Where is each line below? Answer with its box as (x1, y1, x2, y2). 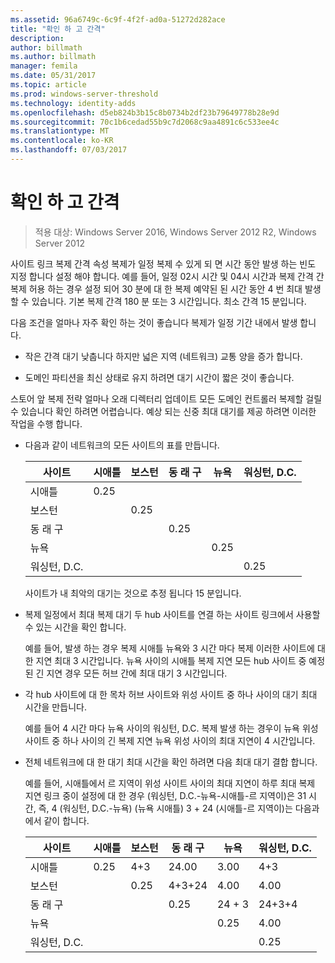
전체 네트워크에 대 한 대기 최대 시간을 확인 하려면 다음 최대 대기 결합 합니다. (24, 756, 318, 768)
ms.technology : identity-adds (10, 98, 137, 108)
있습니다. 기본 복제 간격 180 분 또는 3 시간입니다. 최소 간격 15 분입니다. (31, 295, 307, 307)
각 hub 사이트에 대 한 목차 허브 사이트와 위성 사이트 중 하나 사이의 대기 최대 (24, 688, 318, 700)
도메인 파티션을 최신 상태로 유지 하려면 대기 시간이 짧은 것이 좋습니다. (24, 371, 295, 383)
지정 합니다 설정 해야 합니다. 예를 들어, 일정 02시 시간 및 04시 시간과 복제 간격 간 (10, 270, 325, 282)
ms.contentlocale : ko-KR (10, 136, 114, 146)
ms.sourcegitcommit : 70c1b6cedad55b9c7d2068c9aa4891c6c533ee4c (10, 117, 280, 127)
